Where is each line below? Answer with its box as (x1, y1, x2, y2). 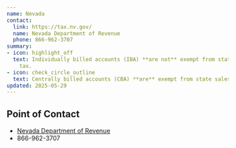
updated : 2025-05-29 (6, 82, 68, 89)
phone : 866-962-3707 (13, 36, 73, 43)
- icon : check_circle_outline (6, 69, 96, 76)
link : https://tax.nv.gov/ (13, 23, 92, 30)
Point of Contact (6, 108, 80, 120)
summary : (6, 43, 32, 50)
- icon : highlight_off (6, 50, 73, 57)
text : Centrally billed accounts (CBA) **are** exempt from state (13, 75, 212, 83)
